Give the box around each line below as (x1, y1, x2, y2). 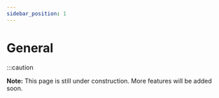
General (6, 40, 54, 56)
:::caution (6, 63, 34, 72)
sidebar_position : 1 (6, 10, 67, 17)
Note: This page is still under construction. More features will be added (6, 76, 213, 85)
